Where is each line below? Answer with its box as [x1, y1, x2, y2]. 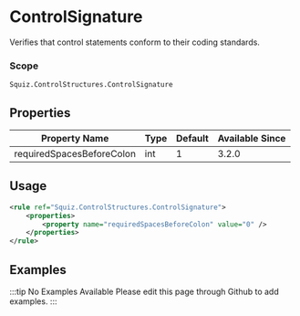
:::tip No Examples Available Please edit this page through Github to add [9, 286, 280, 298]
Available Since [217, 132, 286, 145]
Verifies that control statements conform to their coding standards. [9, 37, 260, 47]
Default [176, 132, 210, 145]
